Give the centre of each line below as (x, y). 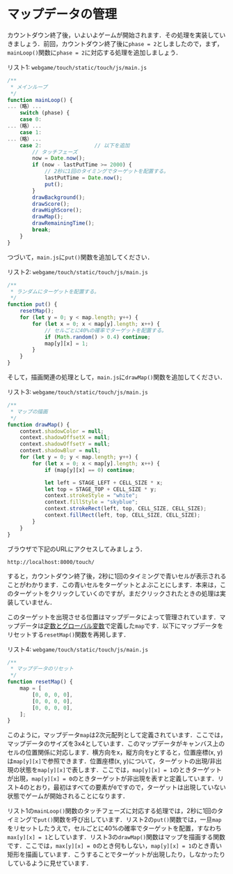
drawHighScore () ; (57, 210)
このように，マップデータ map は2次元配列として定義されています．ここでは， (117, 735)
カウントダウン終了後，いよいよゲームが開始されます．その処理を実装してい (116, 35)
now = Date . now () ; (59, 158)
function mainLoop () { (40, 100)
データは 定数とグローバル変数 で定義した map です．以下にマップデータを (121, 625)
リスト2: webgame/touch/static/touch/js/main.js (78, 272)
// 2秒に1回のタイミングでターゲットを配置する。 (106, 172)
